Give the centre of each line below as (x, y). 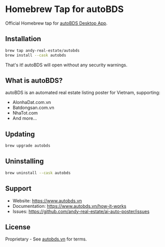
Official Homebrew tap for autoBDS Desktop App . (56, 23)
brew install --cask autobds (36, 55)
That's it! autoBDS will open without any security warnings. (66, 65)
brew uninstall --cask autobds (38, 173)
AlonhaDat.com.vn (32, 102)
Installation (23, 39)
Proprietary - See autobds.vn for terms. (46, 239)
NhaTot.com (25, 113)
